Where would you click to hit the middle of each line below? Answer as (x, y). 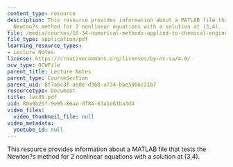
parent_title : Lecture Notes (49, 71)
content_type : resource (42, 14)
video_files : (26, 110)
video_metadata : (31, 123)
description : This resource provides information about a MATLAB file (111, 20)
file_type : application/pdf (48, 39)
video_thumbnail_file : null (54, 116)
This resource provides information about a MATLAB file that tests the (107, 149)
